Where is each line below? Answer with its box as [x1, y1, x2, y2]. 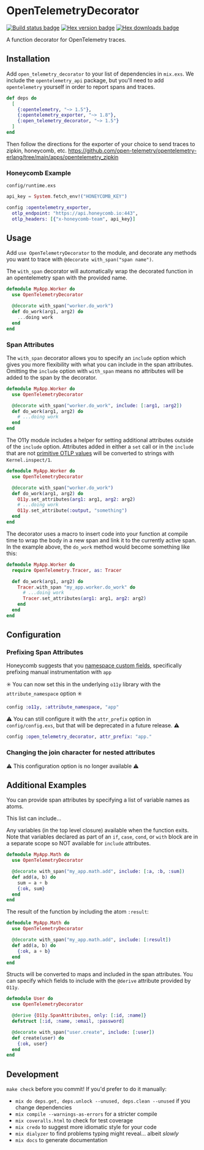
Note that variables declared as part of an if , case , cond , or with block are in [6, 833, 198, 840]
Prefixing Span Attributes [6, 648, 84, 657]
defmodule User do [6, 996, 53, 1002]
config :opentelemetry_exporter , [6, 205, 92, 211]
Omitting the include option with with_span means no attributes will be [6, 367, 184, 375]
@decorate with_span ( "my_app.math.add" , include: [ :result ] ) [12, 937, 172, 943]
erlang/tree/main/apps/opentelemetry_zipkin [6, 153, 119, 160]
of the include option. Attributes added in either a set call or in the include [6, 443, 194, 450]
